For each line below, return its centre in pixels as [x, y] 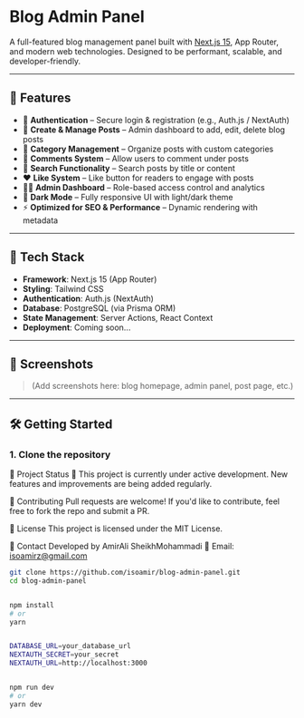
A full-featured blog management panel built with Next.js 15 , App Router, [144, 42]
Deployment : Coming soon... [76, 327]
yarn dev [26, 704]
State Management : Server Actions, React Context [118, 317]
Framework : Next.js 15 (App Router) [90, 279]
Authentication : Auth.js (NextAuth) [88, 298]
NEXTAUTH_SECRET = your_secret [64, 655]
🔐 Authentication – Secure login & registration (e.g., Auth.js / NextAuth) [156, 120]
